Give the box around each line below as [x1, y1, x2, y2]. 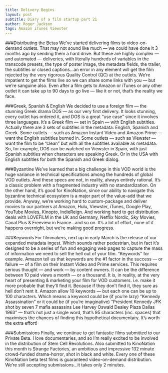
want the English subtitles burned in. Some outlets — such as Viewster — [5, 135, 156, 141]
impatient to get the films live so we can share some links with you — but [5, 77, 155, 83]
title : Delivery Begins [5, 7, 55, 13]
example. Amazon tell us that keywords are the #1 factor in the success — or [5, 256, 163, 262]
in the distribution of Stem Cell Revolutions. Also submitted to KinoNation [5, 340, 155, 347]
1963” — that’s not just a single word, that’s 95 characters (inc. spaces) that [5, 310, 161, 316]
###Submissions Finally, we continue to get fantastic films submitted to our [5, 330, 160, 336]
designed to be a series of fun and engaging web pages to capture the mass [5, 245, 163, 251]
